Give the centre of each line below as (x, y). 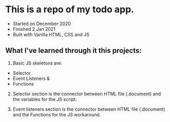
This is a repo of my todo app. (70, 9)
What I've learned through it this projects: (74, 50)
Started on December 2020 (42, 24)
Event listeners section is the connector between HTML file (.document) (89, 109)
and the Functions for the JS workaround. (57, 114)
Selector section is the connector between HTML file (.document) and (87, 94)
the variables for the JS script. (45, 99)
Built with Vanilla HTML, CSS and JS (51, 34)
